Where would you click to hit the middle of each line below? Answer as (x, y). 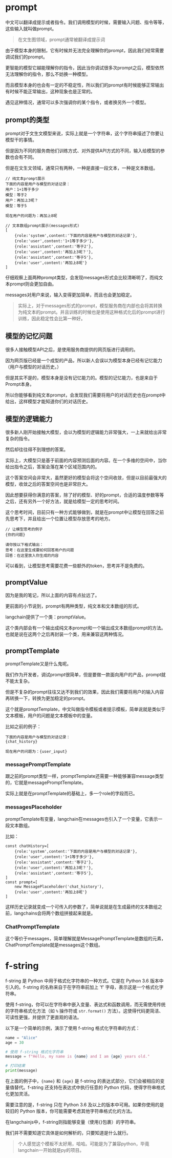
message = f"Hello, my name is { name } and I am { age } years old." (78, 1057)
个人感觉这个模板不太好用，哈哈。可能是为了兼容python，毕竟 (83, 1144)
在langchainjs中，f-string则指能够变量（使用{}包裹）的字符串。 (72, 1122)
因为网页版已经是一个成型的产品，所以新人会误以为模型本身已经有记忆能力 (84, 360)
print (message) (21, 1071)
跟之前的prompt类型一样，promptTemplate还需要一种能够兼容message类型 (84, 776)
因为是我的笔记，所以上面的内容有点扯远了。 (52, 595)
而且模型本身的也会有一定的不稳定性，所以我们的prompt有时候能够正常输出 (85, 85)
